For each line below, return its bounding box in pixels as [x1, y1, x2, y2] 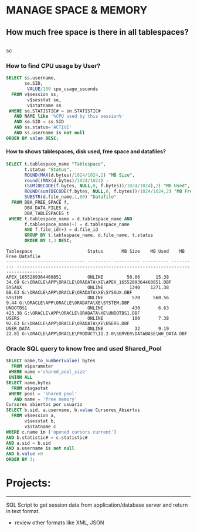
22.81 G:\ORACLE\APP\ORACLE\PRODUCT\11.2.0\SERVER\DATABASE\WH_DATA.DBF [6, 331, 188, 337]
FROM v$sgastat [11, 385, 49, 391]
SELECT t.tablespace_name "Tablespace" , [6, 161, 107, 167]
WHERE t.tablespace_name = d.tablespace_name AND [8, 216, 133, 222]
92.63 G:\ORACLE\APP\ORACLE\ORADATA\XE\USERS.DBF [6, 320, 130, 327]
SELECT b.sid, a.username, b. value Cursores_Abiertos [6, 407, 141, 413]
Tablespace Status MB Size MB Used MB [6, 249, 185, 255]
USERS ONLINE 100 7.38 [6, 316, 169, 322]
